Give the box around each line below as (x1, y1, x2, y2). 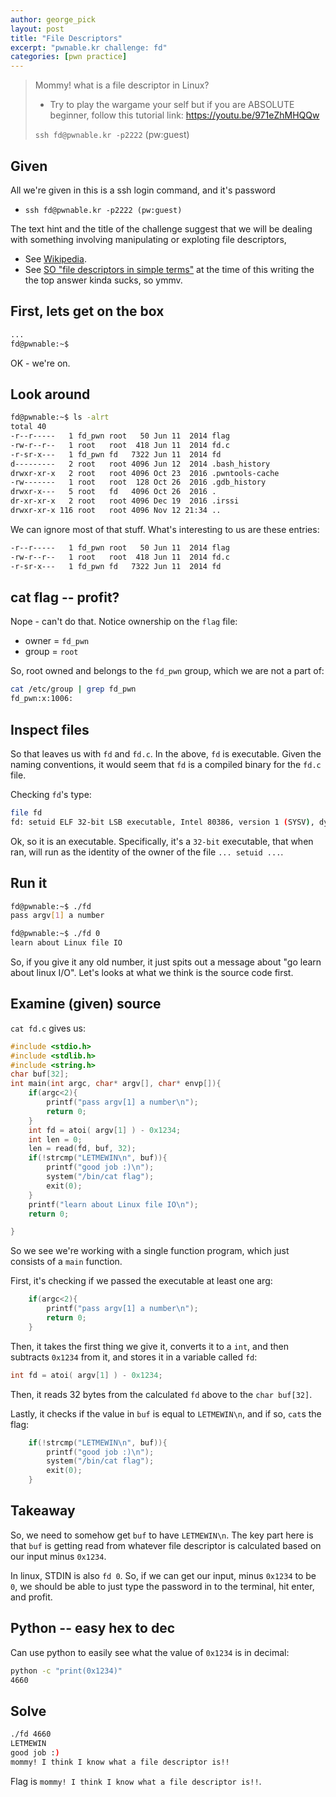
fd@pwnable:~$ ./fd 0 (10, 929, 101, 939)
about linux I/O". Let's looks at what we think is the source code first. (10, 967, 294, 978)
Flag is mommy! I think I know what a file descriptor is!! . (10, 1775, 262, 1787)
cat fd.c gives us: (10, 1022, 86, 1034)
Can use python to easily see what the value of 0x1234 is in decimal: (10, 1646, 290, 1658)
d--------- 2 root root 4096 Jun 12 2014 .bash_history (10, 459, 271, 469)
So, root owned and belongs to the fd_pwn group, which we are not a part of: (10, 665, 325, 677)
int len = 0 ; (28, 1134, 83, 1145)
